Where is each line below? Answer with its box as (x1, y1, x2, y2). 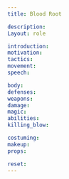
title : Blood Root (7, 10, 62, 18)
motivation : (7, 49, 43, 57)
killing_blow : (7, 121, 50, 129)
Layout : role (7, 30, 46, 37)
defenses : (7, 88, 37, 96)
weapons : (7, 95, 33, 102)
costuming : (7, 134, 40, 141)
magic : (7, 108, 27, 116)
